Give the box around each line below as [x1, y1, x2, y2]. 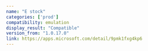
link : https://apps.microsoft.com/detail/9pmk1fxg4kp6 [6, 36, 143, 42]
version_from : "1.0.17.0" [6, 30, 69, 36]
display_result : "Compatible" [6, 25, 80, 31]
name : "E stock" [6, 8, 46, 15]
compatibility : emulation [6, 19, 69, 25]
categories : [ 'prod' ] [6, 14, 59, 20]
